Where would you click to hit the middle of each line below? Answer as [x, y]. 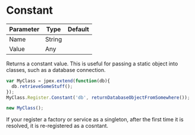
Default [78, 29]
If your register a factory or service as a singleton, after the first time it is [95, 120]
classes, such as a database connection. [56, 70]
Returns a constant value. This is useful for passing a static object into [92, 64]
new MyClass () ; [25, 108]
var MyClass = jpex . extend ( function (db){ [58, 81]
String [54, 39]
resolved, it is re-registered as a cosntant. [57, 126]
